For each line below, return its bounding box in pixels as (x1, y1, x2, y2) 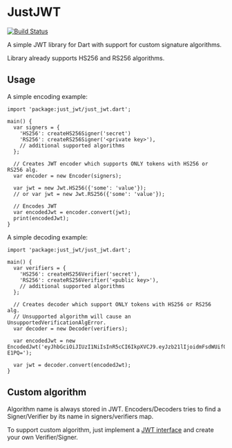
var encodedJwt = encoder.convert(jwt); (13, 208, 131, 215)
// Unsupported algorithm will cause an (13, 313, 131, 320)
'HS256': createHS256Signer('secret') (19, 129, 131, 137)
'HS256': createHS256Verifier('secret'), (19, 271, 140, 278)
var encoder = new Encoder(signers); (13, 172, 122, 179)
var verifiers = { (13, 265, 67, 271)
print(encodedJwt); (13, 215, 70, 222)
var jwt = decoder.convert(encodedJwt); (13, 361, 131, 368)
